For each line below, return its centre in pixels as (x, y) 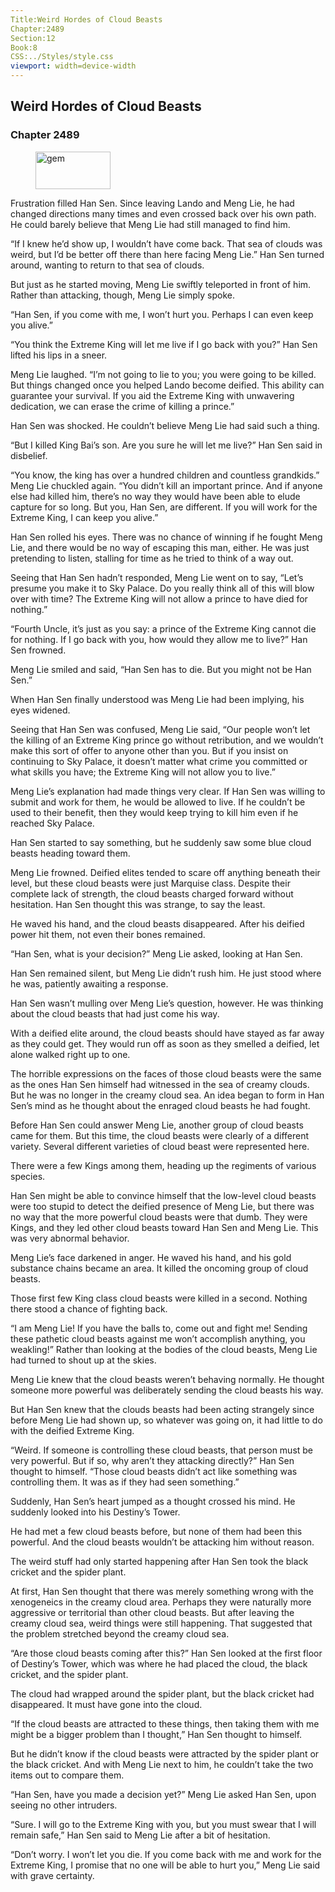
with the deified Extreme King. (72, 1430)
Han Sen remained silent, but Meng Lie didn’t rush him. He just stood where (166, 973)
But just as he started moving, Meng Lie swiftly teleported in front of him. (161, 284)
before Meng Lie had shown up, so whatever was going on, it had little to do (166, 1420)
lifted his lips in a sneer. (59, 355)
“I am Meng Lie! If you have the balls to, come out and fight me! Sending (159, 1328)
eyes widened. (40, 710)
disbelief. (29, 455)
